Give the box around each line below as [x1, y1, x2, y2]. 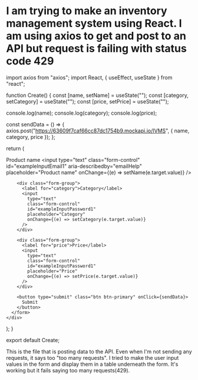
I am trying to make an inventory [6, 4, 167, 18]
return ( [6, 145, 25, 152]
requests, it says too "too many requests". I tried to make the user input [6, 354, 179, 361]
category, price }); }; [6, 133, 56, 140]
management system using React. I [6, 17, 182, 30]
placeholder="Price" [27, 268, 78, 274]
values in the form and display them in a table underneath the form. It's [6, 360, 179, 368]
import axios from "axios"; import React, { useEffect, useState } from [6, 74, 173, 81]
